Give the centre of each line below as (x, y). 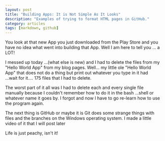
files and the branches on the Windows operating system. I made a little (78, 118)
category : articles (25, 23)
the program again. (25, 103)
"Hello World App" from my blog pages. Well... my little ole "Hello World (78, 68)
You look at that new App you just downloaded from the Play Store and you (82, 42)
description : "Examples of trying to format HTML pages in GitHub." (77, 19)
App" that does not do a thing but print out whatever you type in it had (77, 73)
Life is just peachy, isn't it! (32, 133)
